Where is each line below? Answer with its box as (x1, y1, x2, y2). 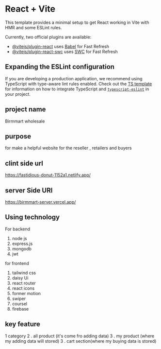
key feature (5, 320, 40, 329)
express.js (12, 241, 33, 246)
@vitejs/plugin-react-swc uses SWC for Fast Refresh (12, 49, 118, 54)
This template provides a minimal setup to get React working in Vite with (5, 19, 149, 25)
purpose (5, 132, 32, 140)
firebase (12, 306, 29, 312)
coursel (12, 300, 28, 307)
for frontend (5, 260, 29, 266)
